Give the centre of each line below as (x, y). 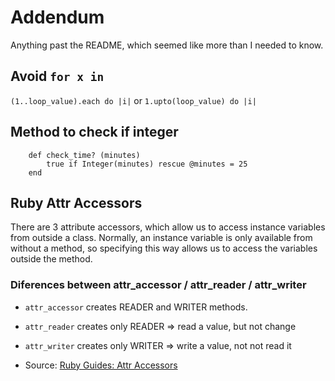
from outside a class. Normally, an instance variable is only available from (161, 238)
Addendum (57, 17)
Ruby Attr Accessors (76, 202)
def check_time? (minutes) (84, 155)
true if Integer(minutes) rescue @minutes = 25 (147, 164)
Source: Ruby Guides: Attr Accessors (101, 365)
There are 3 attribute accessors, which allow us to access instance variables (168, 227)
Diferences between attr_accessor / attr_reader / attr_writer (158, 285)
